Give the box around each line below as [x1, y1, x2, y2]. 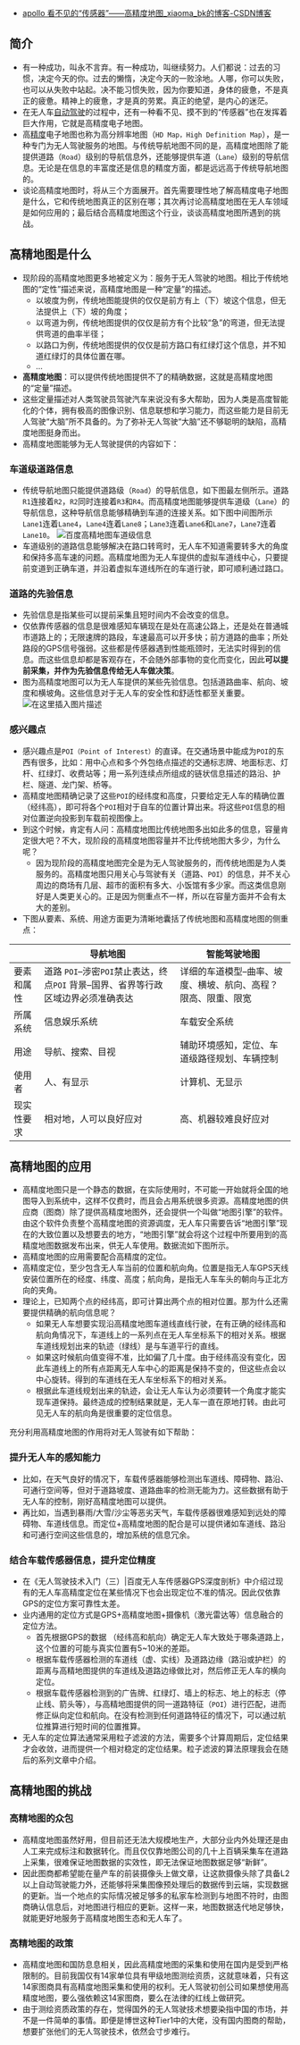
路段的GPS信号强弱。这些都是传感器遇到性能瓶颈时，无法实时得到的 [21, 643, 274, 654]
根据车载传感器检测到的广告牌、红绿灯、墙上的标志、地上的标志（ [35, 1687, 279, 1698]
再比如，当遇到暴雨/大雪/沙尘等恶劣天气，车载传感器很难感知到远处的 [21, 1507, 279, 1518]
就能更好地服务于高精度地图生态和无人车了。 [21, 1912, 187, 1923]
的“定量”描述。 [21, 383, 78, 393]
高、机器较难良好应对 [179, 1112, 270, 1124]
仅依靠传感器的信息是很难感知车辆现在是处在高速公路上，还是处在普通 [21, 620, 281, 632]
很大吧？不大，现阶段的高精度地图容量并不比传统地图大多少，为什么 [29, 835, 281, 846]
